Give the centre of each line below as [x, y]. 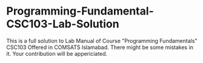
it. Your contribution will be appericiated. [57, 53]
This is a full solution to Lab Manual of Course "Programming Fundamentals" [102, 41]
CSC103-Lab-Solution [63, 24]
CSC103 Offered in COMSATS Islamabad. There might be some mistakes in [100, 47]
